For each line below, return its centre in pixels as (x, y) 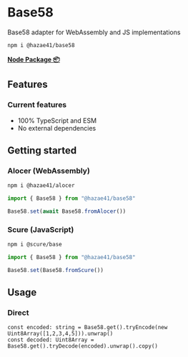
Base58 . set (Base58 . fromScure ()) (55, 270)
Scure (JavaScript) (41, 229)
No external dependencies (57, 128)
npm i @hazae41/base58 (41, 45)
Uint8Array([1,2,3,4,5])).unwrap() (60, 334)
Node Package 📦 (34, 59)
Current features (37, 105)
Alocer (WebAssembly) (49, 171)
